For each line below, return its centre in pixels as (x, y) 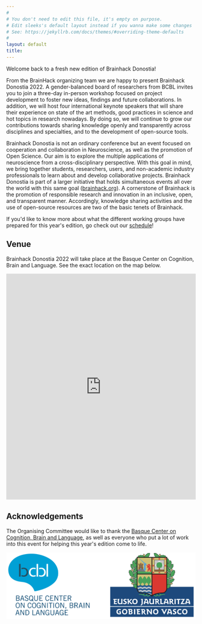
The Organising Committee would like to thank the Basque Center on (91, 531)
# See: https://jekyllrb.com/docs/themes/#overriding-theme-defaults (95, 32)
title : (14, 51)
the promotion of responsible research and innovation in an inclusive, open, (100, 194)
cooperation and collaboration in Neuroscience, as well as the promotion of (99, 149)
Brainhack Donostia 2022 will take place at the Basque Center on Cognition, (100, 258)
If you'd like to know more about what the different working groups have (96, 219)
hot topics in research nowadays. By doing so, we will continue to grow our (99, 119)
